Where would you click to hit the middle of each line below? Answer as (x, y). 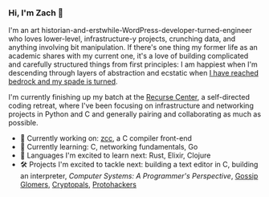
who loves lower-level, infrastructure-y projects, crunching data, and (122, 39)
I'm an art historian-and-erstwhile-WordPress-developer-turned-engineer (130, 31)
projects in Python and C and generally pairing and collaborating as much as (135, 114)
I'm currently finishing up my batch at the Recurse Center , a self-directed (129, 97)
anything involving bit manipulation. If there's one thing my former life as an (133, 47)
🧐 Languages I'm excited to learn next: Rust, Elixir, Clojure (115, 155)
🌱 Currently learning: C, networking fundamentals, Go (109, 147)
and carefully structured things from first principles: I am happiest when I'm (133, 64)
